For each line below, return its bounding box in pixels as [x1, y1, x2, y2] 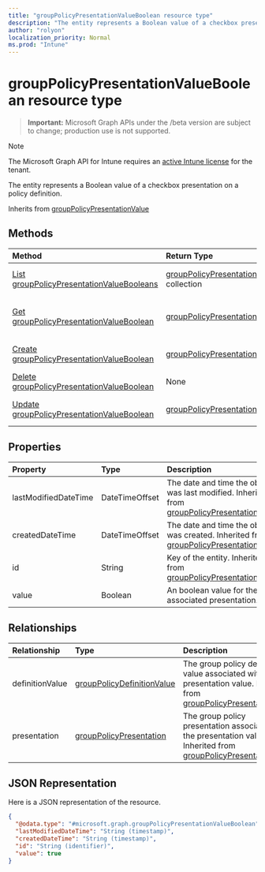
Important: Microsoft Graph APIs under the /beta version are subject [27, 118, 251, 127]
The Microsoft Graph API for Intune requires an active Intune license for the [8, 157, 253, 167]
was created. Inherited [166, 530, 250, 541]
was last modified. [166, 487, 234, 498]
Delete [12, 371, 37, 382]
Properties [8, 440, 62, 454]
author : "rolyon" [8, 26, 65, 34]
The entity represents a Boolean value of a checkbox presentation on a [8, 181, 239, 190]
